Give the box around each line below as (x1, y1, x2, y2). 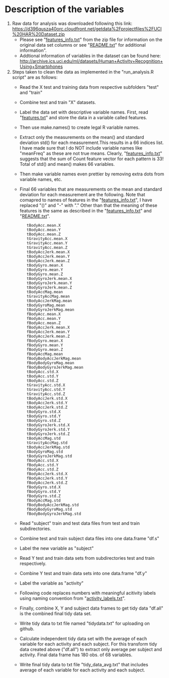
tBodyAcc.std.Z (26, 378, 59, 383)
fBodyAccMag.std (26, 498, 61, 503)
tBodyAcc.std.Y (26, 374, 59, 379)
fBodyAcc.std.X (26, 458, 59, 463)
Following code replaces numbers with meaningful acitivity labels (19, 590, 156, 596)
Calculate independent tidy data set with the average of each (19, 635, 147, 641)
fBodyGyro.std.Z (26, 493, 61, 498)
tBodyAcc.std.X (26, 369, 59, 374)
